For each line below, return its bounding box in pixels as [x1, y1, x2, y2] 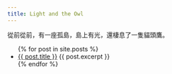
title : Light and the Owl [7, 10, 84, 18]
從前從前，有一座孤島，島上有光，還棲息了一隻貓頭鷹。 [7, 30, 168, 39]
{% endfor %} [17, 59, 59, 68]
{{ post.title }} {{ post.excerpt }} [17, 52, 110, 61]
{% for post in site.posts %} [17, 44, 99, 53]
